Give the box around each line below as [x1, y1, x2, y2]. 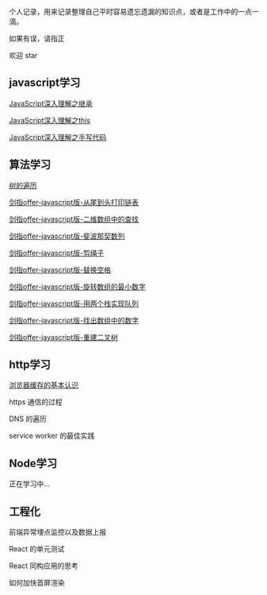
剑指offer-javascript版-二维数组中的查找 [9, 214, 139, 224]
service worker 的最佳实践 [9, 431, 95, 441]
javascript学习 [9, 76, 81, 90]
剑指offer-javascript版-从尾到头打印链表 [9, 197, 139, 207]
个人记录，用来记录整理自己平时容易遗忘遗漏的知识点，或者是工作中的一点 [9, 7, 252, 16]
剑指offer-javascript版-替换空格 [9, 265, 112, 274]
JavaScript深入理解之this [9, 115, 90, 125]
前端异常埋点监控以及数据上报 [9, 527, 106, 537]
